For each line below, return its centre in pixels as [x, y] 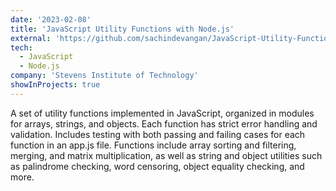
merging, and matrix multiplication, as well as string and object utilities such [166, 155]
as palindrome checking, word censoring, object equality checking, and [157, 166]
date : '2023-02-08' [51, 19]
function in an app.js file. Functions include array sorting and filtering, [153, 145]
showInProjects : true [55, 85]
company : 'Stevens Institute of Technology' [104, 76]
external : [31, 38]
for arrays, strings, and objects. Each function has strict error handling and [164, 123]
